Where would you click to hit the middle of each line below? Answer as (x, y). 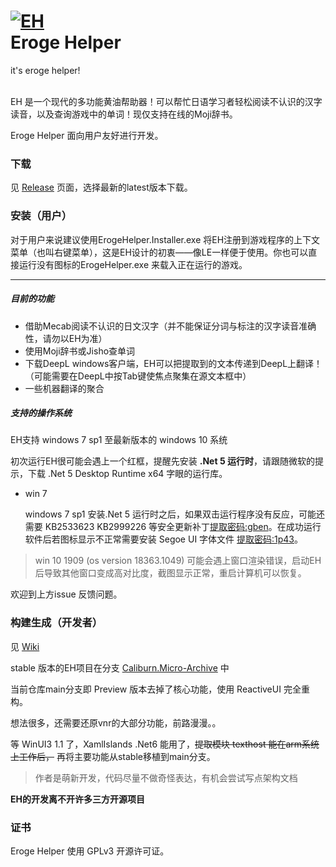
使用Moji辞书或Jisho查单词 (80, 351)
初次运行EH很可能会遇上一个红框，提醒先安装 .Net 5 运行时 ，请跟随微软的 (162, 461)
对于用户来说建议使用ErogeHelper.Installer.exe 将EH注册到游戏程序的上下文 (165, 239)
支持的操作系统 (41, 413)
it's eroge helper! (45, 70)
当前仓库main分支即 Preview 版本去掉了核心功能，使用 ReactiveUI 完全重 (160, 689)
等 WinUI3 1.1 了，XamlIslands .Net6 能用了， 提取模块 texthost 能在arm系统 (165, 744)
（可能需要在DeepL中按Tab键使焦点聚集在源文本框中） (138, 376)
